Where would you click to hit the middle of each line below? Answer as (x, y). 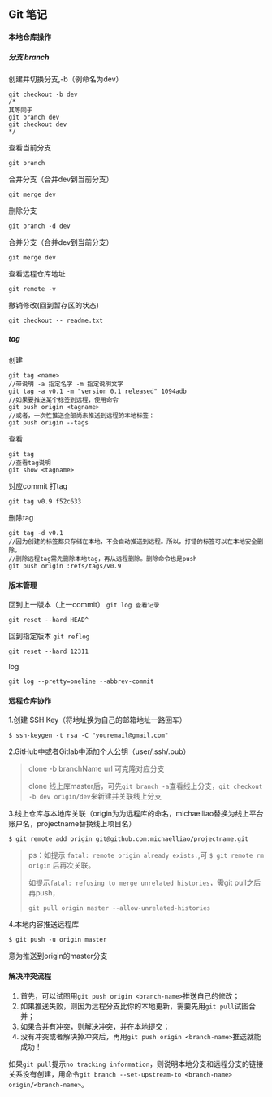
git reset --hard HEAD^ (49, 620)
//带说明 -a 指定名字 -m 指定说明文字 (66, 384)
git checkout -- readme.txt (56, 320)
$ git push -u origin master (58, 940)
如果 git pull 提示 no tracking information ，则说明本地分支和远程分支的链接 (136, 1064)
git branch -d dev (39, 226)
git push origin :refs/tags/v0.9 (65, 566)
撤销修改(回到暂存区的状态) (54, 305)
